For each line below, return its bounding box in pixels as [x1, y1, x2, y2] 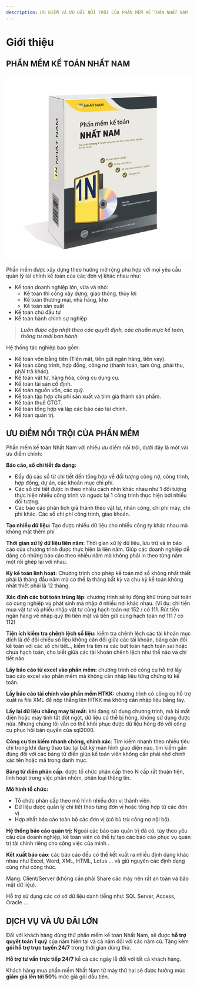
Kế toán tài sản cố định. [14, 380, 72, 387]
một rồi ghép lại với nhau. [6, 559, 68, 566]
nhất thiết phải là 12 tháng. [6, 582, 70, 589]
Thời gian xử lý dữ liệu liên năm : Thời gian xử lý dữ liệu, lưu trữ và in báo [6, 540, 182, 547]
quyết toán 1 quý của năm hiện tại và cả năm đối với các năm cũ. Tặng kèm [6, 938, 189, 945]
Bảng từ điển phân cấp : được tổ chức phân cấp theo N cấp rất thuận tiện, [6, 768, 185, 776]
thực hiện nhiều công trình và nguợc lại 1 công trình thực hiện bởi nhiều [14, 492, 187, 499]
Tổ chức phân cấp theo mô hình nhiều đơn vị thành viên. [14, 797, 152, 804]
